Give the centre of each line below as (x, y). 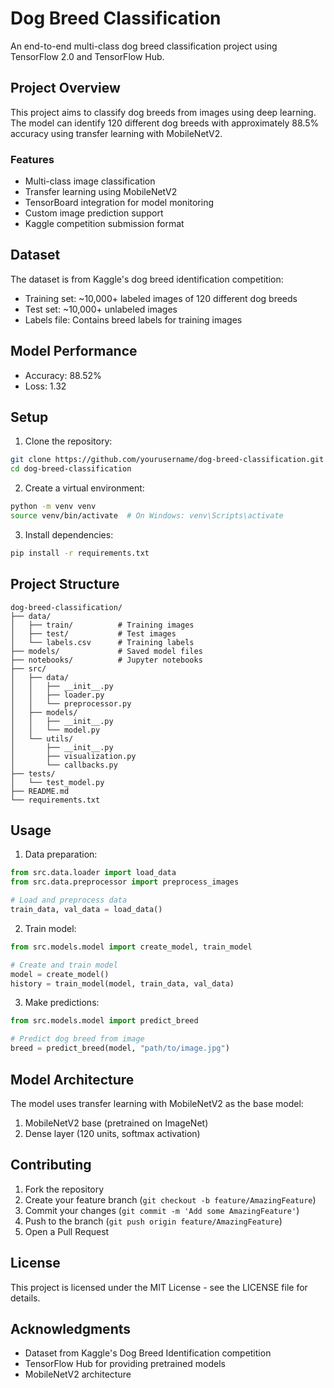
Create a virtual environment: (84, 488)
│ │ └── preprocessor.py (71, 703)
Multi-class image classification (90, 181)
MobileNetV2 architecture (78, 1374)
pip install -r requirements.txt (80, 553)
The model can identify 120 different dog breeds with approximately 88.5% (165, 123)
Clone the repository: (68, 441)
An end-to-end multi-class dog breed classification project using (144, 46)
